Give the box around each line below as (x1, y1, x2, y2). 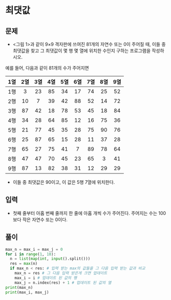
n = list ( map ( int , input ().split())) (10, 256, 91, 262)
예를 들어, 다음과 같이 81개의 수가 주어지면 (5, 65, 89, 71)
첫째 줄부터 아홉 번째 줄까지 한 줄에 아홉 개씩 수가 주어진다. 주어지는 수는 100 (12, 210, 166, 216)
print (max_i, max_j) (5, 290, 50, 295)
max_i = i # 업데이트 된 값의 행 (14, 275, 77, 281)
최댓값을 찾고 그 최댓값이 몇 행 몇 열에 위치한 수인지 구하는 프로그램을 (12, 48, 151, 54)
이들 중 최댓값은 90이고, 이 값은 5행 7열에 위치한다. (12, 179, 115, 185)
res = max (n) (10, 261, 38, 266)
